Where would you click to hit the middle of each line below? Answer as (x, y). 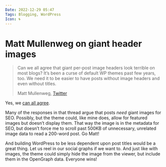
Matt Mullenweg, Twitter (42, 93)
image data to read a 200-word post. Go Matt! (52, 134)
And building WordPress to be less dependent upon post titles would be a (80, 143)
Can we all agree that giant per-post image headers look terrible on (86, 68)
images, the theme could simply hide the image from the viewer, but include (83, 154)
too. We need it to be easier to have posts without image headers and (88, 79)
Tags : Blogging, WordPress (33, 14)
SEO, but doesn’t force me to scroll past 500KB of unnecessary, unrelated (81, 128)
